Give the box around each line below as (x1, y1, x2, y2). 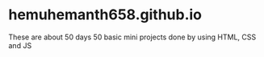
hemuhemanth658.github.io (8, 6, 203, 24)
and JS (8, 40, 32, 50)
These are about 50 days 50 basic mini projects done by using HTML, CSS (8, 32, 257, 42)
